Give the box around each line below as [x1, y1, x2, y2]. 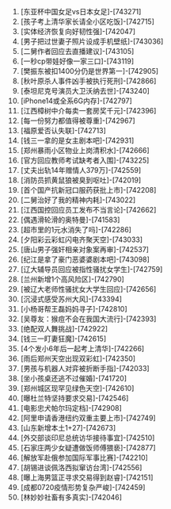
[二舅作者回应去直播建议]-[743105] [20, 47, 135, 55]
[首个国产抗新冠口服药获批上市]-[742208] [20, 186, 157, 194]
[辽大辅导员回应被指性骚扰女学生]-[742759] [20, 265, 163, 274]
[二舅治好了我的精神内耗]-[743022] [20, 195, 136, 205]
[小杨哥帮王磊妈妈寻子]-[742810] [20, 304, 127, 313]
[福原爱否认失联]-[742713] [20, 126, 106, 135]
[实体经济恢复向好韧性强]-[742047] [20, 27, 136, 36]
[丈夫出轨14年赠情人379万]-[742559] [20, 166, 142, 174]
